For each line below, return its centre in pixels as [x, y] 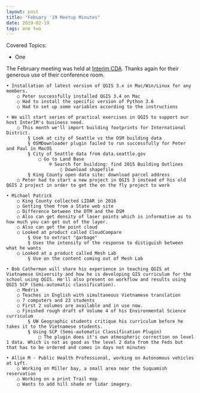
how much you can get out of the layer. [57, 222]
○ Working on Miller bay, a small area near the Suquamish [92, 368]
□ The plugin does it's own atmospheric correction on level [116, 337]
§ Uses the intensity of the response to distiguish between [106, 243]
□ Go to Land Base [61, 159]
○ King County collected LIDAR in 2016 [67, 201]
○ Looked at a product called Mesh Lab [67, 254]
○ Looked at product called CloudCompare [69, 233]
